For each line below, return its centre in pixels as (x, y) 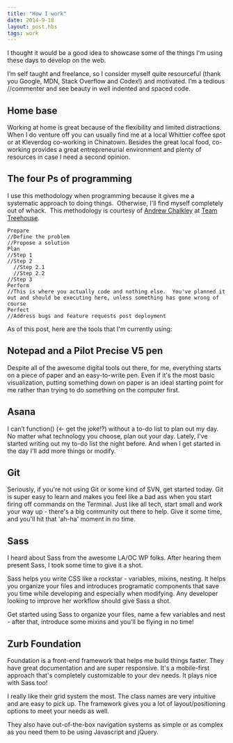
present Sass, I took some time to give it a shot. (75, 565)
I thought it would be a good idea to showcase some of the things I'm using (115, 53)
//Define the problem (39, 237)
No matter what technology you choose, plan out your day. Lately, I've (107, 436)
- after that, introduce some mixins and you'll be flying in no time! (101, 622)
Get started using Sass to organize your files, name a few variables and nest (116, 615)
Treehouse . (24, 217)
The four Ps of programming (70, 179)
